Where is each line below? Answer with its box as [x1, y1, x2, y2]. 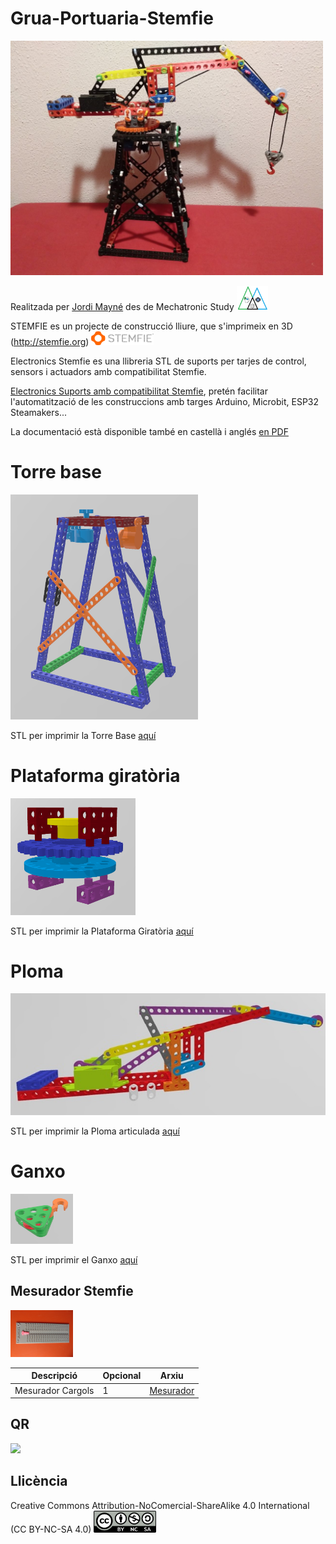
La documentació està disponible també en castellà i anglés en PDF [10, 425, 289, 437]
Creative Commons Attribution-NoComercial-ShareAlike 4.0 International [10, 1499, 310, 1511]
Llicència [10, 1473, 68, 1490]
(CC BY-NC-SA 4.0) [10, 1523, 92, 1535]
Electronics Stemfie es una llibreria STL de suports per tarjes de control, [10, 355, 307, 367]
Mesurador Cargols [14, 1384, 95, 1396]
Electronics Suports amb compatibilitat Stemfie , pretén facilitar [10, 385, 268, 397]
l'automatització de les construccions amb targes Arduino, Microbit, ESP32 [10, 395, 320, 407]
